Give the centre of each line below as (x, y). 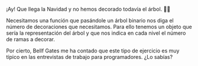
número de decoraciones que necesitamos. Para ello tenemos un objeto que (99, 27)
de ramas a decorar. (30, 39)
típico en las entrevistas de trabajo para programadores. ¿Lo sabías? (90, 57)
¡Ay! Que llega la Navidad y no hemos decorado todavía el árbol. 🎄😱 (88, 9)
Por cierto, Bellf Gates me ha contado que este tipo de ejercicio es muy (93, 51)
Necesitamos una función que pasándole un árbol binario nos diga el (90, 20)
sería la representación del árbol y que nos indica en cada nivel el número (96, 33)
